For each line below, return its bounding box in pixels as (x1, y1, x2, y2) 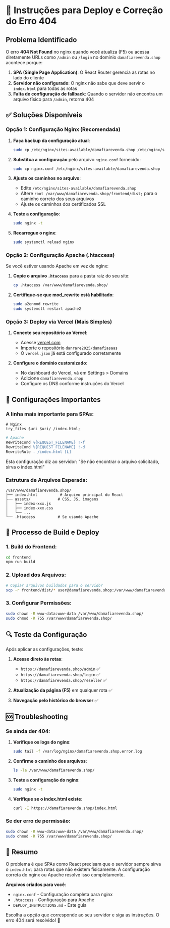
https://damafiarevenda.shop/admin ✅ (20, 666, 100, 672)
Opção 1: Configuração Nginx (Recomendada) (6, 126, 121, 133)
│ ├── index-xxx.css (6, 505, 53, 511)
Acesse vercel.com (20, 340, 61, 346)
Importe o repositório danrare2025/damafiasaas (20, 345, 118, 351)
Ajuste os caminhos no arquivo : (13, 175, 81, 181)
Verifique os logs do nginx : (13, 739, 71, 745)
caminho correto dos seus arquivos (20, 196, 94, 202)
